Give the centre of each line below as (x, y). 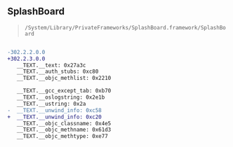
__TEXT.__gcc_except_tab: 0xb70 (64, 91)
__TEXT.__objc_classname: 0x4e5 (64, 123)
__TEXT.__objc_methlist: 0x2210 (64, 78)
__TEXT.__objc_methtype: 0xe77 (62, 136)
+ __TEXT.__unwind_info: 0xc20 (54, 117)
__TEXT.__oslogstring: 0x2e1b (61, 97)
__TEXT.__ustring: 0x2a (51, 104)
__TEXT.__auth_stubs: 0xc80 (58, 72)
